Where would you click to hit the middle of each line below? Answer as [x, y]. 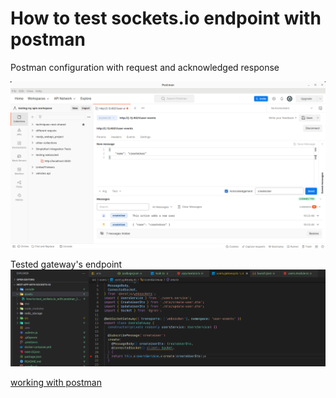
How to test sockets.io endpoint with [166, 18]
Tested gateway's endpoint [66, 264]
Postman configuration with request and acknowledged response [145, 67]
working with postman [56, 383]
